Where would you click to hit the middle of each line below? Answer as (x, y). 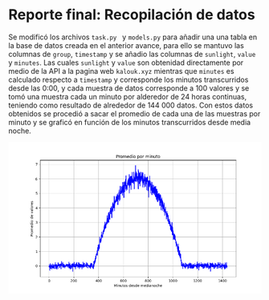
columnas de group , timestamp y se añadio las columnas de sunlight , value (132, 54)
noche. (20, 131)
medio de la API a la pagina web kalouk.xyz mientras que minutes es (121, 71)
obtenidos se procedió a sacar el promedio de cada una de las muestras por (134, 113)
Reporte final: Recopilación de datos (132, 15)
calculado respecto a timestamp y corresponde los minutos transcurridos (128, 79)
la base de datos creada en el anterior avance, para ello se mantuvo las (126, 45)
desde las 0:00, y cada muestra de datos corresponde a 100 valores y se (129, 88)
